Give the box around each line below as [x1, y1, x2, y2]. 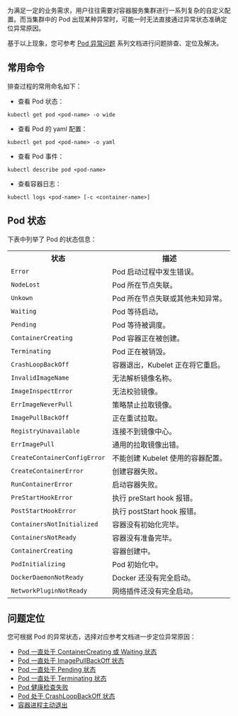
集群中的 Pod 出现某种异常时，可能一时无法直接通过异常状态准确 [31, 15, 221, 23]
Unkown [11, 294, 33, 302]
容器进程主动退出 [17, 701, 68, 710]
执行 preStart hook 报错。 [112, 492, 198, 502]
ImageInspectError [11, 387, 73, 395]
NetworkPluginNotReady [11, 586, 87, 595]
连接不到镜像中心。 [112, 426, 176, 436]
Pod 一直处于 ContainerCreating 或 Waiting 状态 [17, 648, 157, 656]
